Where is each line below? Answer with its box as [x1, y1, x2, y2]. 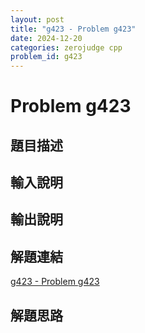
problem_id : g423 [10, 52, 83, 62]
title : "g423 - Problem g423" [10, 24, 137, 34]
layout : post [10, 14, 65, 25]
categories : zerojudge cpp [10, 42, 123, 53]
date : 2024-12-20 [10, 33, 83, 43]
